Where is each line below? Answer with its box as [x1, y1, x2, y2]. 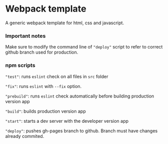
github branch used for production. [5, 49, 78, 56]
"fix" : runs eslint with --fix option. [5, 83, 82, 89]
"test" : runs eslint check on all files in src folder [5, 73, 109, 79]
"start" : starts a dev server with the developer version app [5, 118, 129, 124]
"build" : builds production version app [5, 108, 86, 114]
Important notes [5, 32, 46, 39]
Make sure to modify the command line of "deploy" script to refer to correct [5, 44, 163, 50]
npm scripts [5, 62, 35, 69]
